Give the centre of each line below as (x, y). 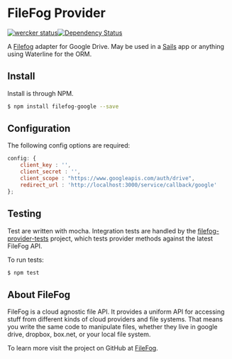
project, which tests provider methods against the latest (132, 238)
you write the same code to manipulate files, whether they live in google (112, 327)
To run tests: (26, 260)
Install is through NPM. (40, 93)
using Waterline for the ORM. (50, 54)
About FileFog (39, 295)
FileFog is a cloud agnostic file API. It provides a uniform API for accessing (116, 312)
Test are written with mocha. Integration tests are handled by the (102, 231)
